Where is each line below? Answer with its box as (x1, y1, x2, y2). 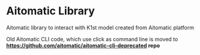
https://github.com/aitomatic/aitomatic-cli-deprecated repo (6, 42, 160, 49)
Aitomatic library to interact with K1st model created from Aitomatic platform (6, 24, 194, 31)
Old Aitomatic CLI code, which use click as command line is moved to (6, 35, 178, 42)
